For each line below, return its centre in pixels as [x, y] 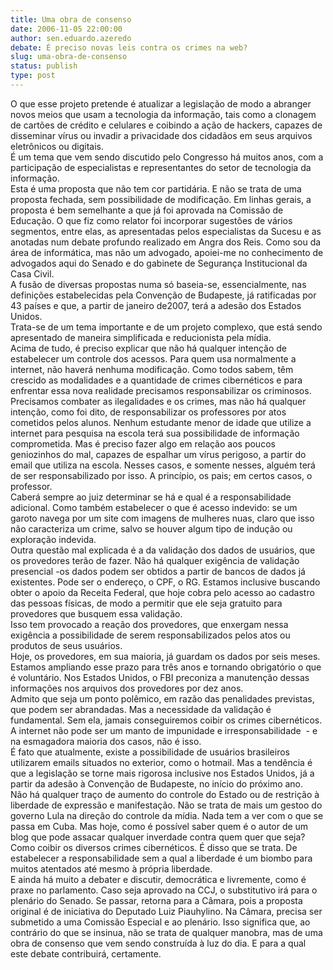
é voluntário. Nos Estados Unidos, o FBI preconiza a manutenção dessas [160, 677]
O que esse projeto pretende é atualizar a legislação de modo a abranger [161, 103]
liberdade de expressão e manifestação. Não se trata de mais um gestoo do [166, 805]
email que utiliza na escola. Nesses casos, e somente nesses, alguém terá [163, 465]
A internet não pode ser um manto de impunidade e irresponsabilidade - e [164, 730]
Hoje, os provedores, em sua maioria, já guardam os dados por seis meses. [165, 656]
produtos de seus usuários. [66, 645]
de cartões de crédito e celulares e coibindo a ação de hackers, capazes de [166, 125]
